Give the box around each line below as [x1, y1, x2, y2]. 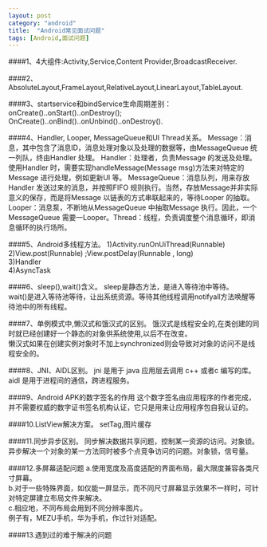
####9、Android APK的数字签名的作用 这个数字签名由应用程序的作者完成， [8, 392, 256, 403]
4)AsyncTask [8, 266, 52, 275]
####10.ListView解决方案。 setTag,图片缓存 [8, 419, 152, 429]
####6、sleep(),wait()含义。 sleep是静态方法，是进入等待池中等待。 [8, 282, 234, 292]
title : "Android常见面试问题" [8, 26, 105, 34]
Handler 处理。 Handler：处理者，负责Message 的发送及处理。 [49, 153, 257, 163]
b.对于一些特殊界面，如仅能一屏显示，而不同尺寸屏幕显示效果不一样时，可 [8, 483, 253, 493]
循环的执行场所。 [14, 222, 72, 232]
